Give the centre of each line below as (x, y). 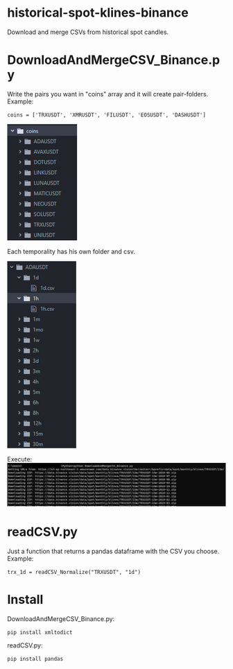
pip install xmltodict (40, 632)
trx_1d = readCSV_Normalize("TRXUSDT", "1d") (74, 572)
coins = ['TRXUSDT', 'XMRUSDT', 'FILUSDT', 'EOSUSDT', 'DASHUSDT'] (107, 115)
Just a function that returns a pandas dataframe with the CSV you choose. (113, 551)
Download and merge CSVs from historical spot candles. (88, 32)
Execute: (20, 459)
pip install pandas (35, 659)
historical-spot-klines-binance (98, 13)
